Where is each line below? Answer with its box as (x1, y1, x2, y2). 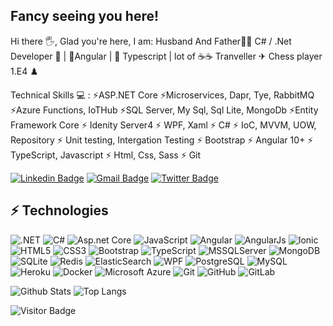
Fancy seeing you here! (10, 8, 160, 25)
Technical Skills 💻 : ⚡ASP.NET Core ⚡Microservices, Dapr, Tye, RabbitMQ (10, 89, 315, 101)
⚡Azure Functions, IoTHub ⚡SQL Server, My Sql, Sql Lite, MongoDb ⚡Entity (10, 104, 319, 116)
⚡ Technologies (10, 202, 109, 219)
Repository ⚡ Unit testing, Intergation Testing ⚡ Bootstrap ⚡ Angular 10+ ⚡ (10, 134, 314, 146)
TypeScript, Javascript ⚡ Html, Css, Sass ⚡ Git (10, 149, 202, 161)
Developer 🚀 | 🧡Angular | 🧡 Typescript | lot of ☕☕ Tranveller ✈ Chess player (10, 50, 323, 62)
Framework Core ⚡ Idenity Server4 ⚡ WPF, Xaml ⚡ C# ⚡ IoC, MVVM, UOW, (10, 119, 317, 131)
